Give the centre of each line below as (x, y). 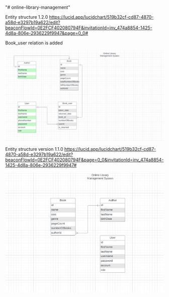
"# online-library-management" (38, 7)
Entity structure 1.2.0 (27, 17)
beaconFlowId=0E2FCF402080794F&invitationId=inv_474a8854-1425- (79, 28)
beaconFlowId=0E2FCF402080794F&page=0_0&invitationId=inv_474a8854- (84, 160)
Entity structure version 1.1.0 (34, 149)
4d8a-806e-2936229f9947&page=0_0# (47, 33)
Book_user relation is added (34, 43)
